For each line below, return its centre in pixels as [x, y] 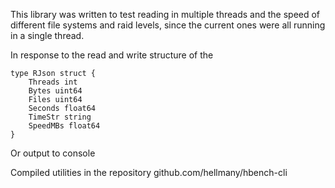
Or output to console [53, 153]
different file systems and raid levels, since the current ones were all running [168, 25]
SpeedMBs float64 [64, 126]
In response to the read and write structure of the [112, 55]
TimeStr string [60, 117]
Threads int [53, 82]
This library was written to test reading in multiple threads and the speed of [165, 14]
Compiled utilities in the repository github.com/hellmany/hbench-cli [149, 172]
